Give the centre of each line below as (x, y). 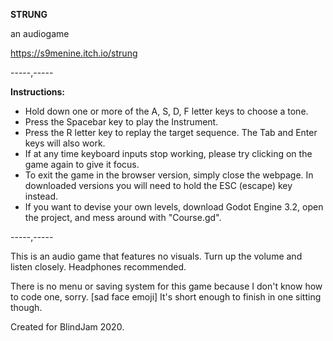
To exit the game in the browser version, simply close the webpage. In (169, 175)
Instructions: (38, 92)
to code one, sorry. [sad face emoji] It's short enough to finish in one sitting (166, 297)
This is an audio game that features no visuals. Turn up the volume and (156, 256)
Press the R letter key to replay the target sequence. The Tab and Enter (171, 132)
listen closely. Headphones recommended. (98, 267)
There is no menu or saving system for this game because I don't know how (166, 286)
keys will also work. (65, 143)
